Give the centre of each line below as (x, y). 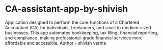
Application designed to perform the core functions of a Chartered (72, 22)
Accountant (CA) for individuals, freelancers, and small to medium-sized (78, 27)
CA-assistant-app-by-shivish (67, 9)
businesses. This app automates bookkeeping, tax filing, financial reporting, (82, 33)
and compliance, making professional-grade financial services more (74, 38)
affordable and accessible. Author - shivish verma (56, 43)
